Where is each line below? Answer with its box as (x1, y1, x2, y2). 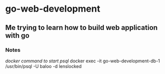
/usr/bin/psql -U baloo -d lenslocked (5, 63, 82, 69)
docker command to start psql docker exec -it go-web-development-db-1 (5, 58, 160, 64)
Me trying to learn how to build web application (5, 23, 158, 32)
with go (5, 31, 30, 40)
